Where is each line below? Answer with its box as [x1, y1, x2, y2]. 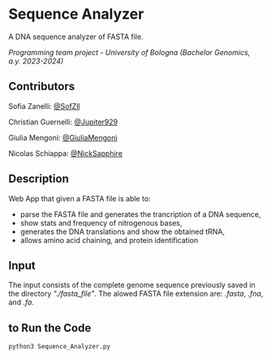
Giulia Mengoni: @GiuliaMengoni [8, 132, 118, 142]
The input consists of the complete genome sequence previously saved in [8, 280, 256, 290]
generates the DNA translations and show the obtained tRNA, [19, 227, 226, 236]
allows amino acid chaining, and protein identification [19, 235, 199, 244]
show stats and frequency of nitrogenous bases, [19, 218, 183, 227]
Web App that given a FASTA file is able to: [8, 193, 152, 203]
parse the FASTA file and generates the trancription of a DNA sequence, [19, 209, 261, 219]
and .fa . [8, 297, 35, 307]
